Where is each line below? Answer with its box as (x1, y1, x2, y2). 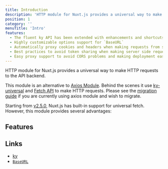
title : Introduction (5, 7, 48, 12)
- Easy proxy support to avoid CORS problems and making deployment (9, 53, 155, 59)
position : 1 (5, 16, 30, 21)
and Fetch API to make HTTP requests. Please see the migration (24, 88, 157, 94)
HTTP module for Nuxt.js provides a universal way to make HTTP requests (5, 67, 158, 73)
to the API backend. (5, 73, 46, 79)
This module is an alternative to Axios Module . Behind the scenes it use (5, 82, 152, 88)
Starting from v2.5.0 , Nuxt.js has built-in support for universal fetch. (5, 103, 145, 109)
